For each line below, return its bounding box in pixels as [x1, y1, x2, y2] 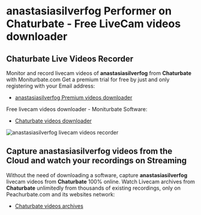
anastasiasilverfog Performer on [6, 4, 172, 18]
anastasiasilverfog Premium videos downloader [14, 94, 133, 101]
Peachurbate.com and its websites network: [6, 190, 115, 198]
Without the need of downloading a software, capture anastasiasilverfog [6, 171, 188, 178]
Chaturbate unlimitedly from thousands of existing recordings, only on [6, 184, 181, 192]
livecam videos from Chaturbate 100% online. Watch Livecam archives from [6, 178, 195, 185]
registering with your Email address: [6, 82, 95, 89]
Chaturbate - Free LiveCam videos [6, 17, 181, 31]
